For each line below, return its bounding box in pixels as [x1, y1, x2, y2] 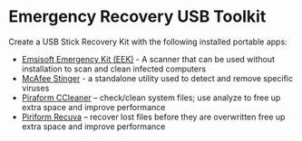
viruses [21, 82, 50, 93]
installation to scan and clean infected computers [21, 63, 206, 74]
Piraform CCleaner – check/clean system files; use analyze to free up [21, 92, 281, 103]
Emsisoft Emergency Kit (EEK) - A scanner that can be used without [21, 53, 276, 64]
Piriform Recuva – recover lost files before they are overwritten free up [21, 111, 286, 122]
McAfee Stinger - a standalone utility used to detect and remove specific [21, 72, 294, 83]
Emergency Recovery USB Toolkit [8, 6, 267, 27]
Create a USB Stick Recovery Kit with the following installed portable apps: [8, 36, 287, 47]
